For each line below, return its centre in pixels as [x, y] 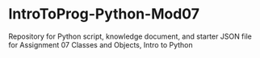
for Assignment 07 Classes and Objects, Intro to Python [101, 44]
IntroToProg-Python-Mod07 [104, 14]
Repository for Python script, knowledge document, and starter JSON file [130, 36]
